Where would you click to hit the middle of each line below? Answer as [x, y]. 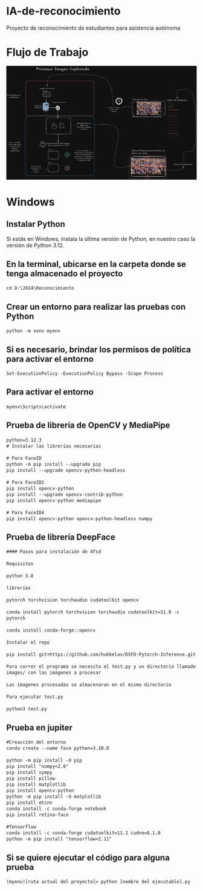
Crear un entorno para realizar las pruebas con [96, 307]
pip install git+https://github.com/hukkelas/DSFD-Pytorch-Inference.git [101, 654]
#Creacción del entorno [36, 742]
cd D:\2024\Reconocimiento [40, 289]
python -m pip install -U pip [44, 760]
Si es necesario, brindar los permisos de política [99, 349]
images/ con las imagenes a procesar [54, 673]
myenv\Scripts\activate [36, 406]
